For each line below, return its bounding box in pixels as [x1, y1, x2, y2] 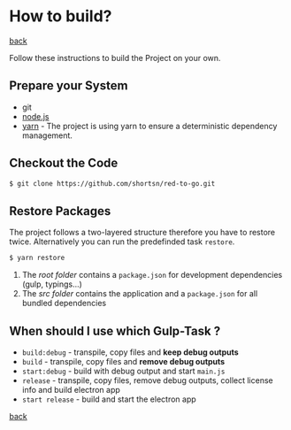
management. [21, 130, 73, 141]
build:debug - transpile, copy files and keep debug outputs [21, 347, 239, 357]
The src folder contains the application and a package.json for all [21, 288, 258, 299]
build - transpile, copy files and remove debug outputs [21, 356, 226, 366]
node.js [21, 111, 50, 121]
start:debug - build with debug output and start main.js [21, 365, 226, 376]
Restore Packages [9, 203, 111, 219]
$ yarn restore [9, 254, 65, 263]
